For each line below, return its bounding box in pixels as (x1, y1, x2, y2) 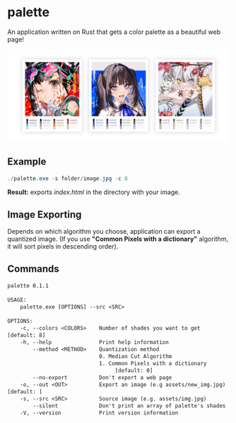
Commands (7, 263, 60, 275)
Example (7, 156, 47, 167)
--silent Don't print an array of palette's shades (33, 402, 226, 410)
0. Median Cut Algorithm (98, 352, 172, 360)
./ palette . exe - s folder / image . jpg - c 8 (7, 175, 129, 182)
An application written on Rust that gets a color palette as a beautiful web (7, 28, 221, 36)
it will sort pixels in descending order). (7, 242, 119, 251)
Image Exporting (7, 208, 82, 220)
